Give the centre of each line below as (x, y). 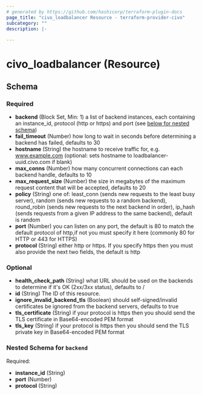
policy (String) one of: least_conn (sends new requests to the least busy (105, 194)
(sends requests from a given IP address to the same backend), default (103, 213)
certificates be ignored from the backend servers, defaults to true (97, 307)
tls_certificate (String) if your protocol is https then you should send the (105, 313)
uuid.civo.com (33, 162)
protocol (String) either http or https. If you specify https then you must (104, 245)
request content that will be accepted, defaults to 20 (80, 188)
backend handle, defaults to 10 (53, 175)
